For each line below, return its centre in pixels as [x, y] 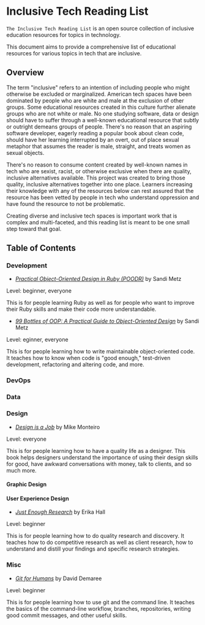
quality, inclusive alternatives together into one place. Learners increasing [99, 184]
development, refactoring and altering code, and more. [76, 364]
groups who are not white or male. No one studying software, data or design [102, 113]
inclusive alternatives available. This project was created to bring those [96, 178]
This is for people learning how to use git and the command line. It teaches [100, 602]
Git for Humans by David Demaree [58, 578]
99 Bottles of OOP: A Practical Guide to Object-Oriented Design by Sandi [107, 321]
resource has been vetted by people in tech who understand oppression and [103, 197]
